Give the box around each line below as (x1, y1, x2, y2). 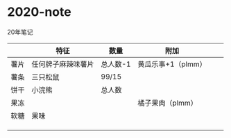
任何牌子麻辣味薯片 (31, 59, 95, 69)
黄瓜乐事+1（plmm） (137, 59, 207, 69)
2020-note (7, 4, 71, 20)
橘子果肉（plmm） (137, 98, 198, 108)
